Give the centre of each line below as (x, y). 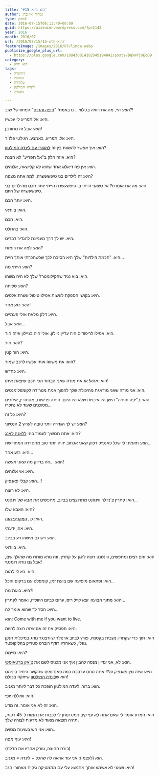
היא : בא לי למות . (20, 572)
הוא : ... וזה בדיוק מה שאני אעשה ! (34, 462)
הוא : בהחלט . (17, 229)
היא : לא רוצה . (18, 490)
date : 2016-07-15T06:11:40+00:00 (39, 23)
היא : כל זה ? (16, 414)
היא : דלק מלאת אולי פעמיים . (31, 315)
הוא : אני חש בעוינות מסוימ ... (31, 729)
